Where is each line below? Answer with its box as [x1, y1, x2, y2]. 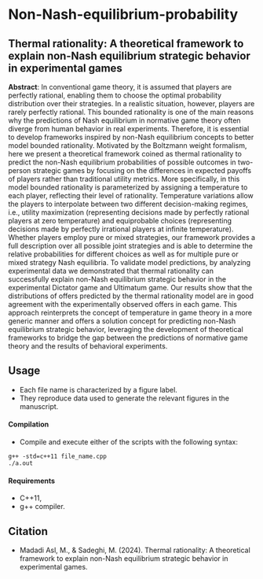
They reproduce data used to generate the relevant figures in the [19, 393, 230, 403]
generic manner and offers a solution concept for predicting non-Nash [8, 316, 236, 326]
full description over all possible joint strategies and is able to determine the [8, 242, 254, 250]
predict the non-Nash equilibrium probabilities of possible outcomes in [8, 157, 237, 167]
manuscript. [19, 401, 59, 411]
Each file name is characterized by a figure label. [19, 385, 178, 394]
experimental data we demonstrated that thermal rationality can [8, 266, 214, 275]
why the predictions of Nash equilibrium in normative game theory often [8, 116, 241, 125]
